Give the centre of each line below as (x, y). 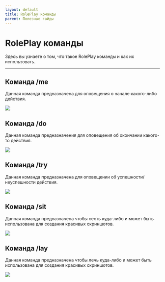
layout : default (22, 10)
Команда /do (26, 123)
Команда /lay (27, 248)
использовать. (20, 62)
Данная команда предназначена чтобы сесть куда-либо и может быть (79, 218)
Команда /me (27, 82)
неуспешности (20, 182)
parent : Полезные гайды (29, 19)
